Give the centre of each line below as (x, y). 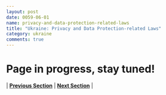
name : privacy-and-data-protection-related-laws (68, 23)
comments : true (25, 39)
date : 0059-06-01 (28, 17)
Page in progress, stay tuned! (81, 69)
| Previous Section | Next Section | (50, 85)
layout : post (22, 12)
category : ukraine (29, 34)
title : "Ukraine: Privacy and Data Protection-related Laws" (84, 28)
